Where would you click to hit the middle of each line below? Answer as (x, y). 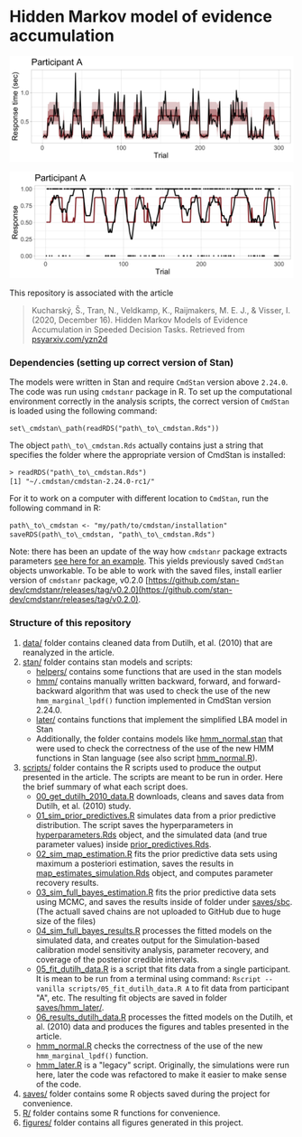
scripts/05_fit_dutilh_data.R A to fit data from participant (178, 988)
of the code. (59, 1084)
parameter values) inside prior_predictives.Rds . (124, 844)
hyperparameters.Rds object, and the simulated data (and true (151, 834)
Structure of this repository (70, 623)
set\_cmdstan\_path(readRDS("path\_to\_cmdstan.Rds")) (114, 429)
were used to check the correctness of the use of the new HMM (155, 748)
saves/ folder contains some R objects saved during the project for (146, 1094)
